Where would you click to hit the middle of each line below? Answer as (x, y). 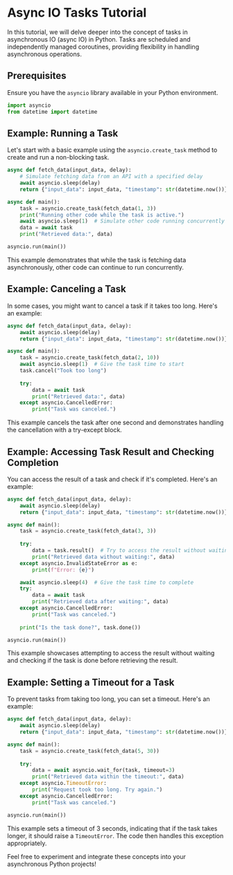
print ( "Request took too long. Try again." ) (97, 790)
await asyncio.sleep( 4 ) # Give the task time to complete (107, 582)
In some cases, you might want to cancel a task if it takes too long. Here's (112, 306)
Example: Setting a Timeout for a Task (91, 682)
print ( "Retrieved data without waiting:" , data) (104, 557)
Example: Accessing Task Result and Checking (111, 452)
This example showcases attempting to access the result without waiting (111, 653)
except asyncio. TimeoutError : (63, 783)
